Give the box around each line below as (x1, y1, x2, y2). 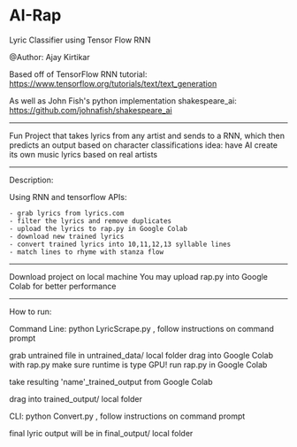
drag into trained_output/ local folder (9, 393, 143, 404)
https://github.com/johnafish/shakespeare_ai (9, 104, 172, 115)
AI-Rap (9, 5, 62, 26)
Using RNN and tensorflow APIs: (9, 191, 127, 202)
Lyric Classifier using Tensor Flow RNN (9, 35, 151, 45)
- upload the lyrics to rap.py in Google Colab (9, 224, 188, 233)
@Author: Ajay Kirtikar (9, 51, 90, 62)
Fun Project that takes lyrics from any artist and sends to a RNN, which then (9, 130, 286, 141)
